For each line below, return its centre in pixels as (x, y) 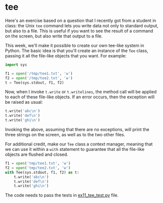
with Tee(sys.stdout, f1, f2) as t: (42, 172)
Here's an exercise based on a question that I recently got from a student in (81, 20)
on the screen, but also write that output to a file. (54, 36)
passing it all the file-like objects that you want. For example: (66, 55)
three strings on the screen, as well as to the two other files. (65, 135)
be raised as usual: (24, 102)
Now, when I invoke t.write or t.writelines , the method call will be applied (81, 92)
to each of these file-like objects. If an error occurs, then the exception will (80, 97)
